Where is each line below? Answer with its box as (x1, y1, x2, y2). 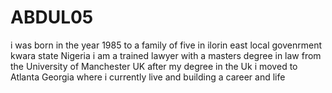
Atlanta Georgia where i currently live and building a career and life (10, 71, 286, 83)
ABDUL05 (10, 6, 94, 29)
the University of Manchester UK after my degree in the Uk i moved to (10, 60, 298, 72)
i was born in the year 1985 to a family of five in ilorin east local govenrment (10, 39, 322, 51)
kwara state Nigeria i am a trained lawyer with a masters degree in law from (10, 49, 322, 61)
